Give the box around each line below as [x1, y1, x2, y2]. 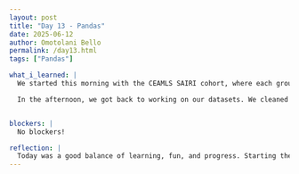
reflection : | [9, 144, 62, 153]
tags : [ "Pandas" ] [9, 54, 74, 63]
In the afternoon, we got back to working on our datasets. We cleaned [17, 95, 289, 104]
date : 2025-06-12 [9, 29, 74, 38]
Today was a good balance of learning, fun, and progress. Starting [17, 152, 277, 161]
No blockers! [17, 127, 66, 137]
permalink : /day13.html [9, 46, 98, 55]
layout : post [9, 12, 58, 22]
